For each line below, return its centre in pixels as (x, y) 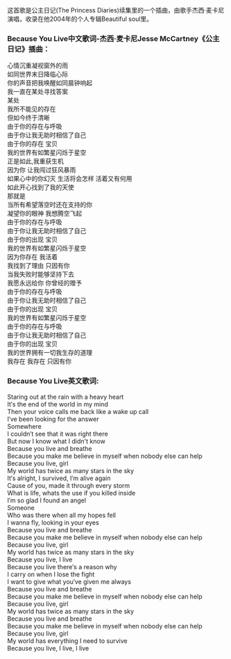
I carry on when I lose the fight (51, 574)
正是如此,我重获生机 (36, 161)
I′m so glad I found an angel (47, 500)
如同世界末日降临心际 (37, 74)
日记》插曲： (29, 49)
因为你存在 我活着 (32, 257)
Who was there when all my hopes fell (62, 515)
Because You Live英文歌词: (53, 381)
